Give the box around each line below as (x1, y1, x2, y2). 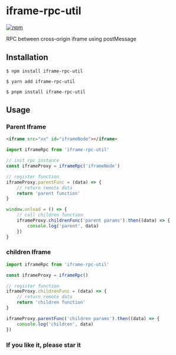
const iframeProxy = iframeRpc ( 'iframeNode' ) (6, 163, 120, 169)
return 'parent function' (17, 190, 81, 196)
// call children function (17, 212, 83, 218)
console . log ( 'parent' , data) (27, 223, 99, 229)
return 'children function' (17, 299, 86, 306)
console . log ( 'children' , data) (17, 321, 94, 327)
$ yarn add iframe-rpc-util (6, 78, 76, 84)
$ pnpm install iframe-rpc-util (6, 89, 86, 95)
